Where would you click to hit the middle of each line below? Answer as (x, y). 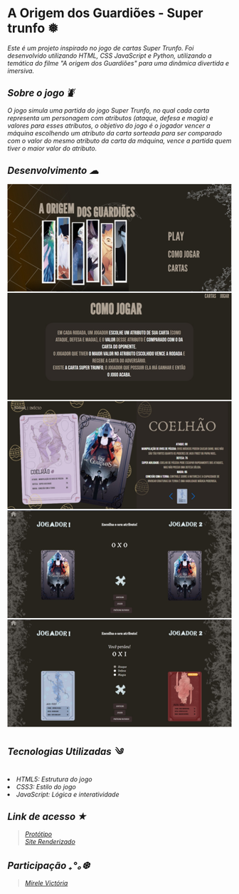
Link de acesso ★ (47, 817)
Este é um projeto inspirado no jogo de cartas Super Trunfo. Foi (101, 48)
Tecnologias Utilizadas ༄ (65, 752)
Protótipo (38, 834)
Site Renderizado (50, 841)
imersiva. (21, 71)
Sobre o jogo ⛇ (41, 93)
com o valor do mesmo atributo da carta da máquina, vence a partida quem (119, 140)
